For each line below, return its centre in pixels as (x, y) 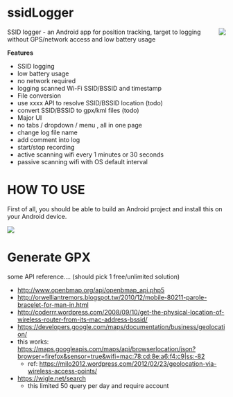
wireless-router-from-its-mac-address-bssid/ (82, 319)
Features (20, 53)
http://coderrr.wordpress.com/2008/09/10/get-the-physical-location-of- (121, 312)
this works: (33, 342)
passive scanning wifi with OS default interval (82, 161)
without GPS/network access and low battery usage (81, 39)
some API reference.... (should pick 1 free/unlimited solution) (94, 276)
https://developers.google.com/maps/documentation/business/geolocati (121, 326)
